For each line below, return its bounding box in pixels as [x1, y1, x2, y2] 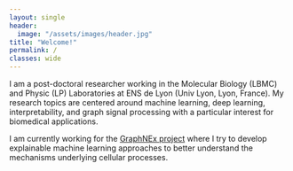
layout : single [9, 12, 66, 22]
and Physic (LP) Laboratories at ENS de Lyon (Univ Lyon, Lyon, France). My [9, 88, 284, 98]
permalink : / [9, 46, 58, 55]
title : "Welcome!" [9, 37, 77, 47]
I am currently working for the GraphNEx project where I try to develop [9, 134, 268, 144]
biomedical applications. [9, 116, 99, 127]
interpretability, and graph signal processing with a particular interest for [9, 107, 273, 117]
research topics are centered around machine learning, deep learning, [9, 97, 265, 107]
